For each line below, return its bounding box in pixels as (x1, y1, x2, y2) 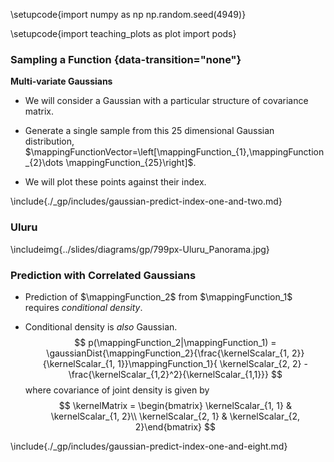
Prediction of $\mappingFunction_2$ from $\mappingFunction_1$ (24, 290, 293, 303)
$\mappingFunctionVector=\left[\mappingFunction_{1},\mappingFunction (24, 146, 325, 158)
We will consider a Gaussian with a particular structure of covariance (24, 95, 309, 107)
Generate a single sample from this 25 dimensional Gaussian (24, 125, 275, 137)
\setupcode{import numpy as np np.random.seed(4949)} (10, 9, 247, 20)
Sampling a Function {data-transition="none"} (10, 52, 242, 66)
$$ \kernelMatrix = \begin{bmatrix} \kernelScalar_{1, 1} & (58, 399, 292, 411)
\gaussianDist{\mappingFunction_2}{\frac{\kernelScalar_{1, (46, 347, 290, 359)
